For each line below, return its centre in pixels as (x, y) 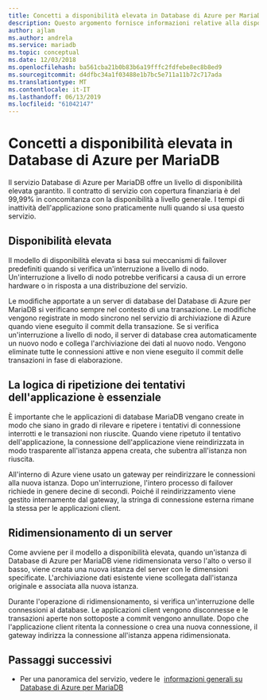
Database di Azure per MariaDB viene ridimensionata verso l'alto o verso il (130, 560)
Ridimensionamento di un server (91, 533)
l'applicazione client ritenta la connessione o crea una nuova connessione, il (133, 627)
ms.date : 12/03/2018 (43, 60)
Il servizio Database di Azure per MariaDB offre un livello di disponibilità (126, 183)
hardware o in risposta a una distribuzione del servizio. (98, 285)
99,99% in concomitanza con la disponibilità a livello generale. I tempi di (126, 199)
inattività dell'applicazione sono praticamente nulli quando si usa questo (126, 208)
